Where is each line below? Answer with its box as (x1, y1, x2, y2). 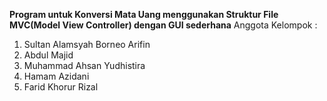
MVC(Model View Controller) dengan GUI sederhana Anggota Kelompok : (9, 19, 318, 31)
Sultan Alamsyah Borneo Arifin (23, 39, 151, 50)
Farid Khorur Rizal (23, 81, 99, 93)
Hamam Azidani (23, 70, 90, 82)
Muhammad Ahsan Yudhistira (23, 60, 146, 71)
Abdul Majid (23, 49, 74, 61)
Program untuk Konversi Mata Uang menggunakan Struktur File (9, 9, 279, 20)
